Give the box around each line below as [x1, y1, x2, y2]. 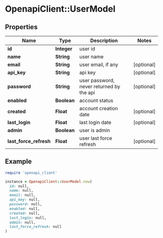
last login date [79, 119, 112, 126]
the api [79, 89, 96, 96]
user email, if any [79, 61, 118, 68]
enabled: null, [9, 206, 40, 211]
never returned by [79, 83, 120, 90]
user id [79, 45, 96, 52]
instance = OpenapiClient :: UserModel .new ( [5, 179, 92, 184]
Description [90, 37, 118, 44]
